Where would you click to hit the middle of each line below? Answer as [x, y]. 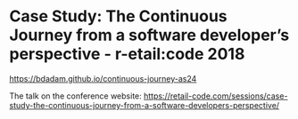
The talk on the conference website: [76, 96]
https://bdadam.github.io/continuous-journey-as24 [103, 78]
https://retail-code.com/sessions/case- [215, 96]
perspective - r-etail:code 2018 [127, 54]
